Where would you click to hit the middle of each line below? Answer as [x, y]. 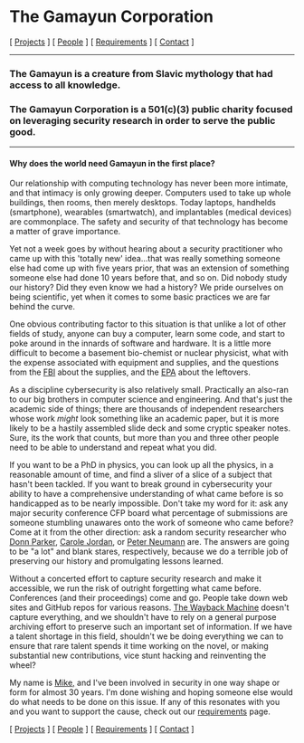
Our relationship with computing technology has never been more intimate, [149, 184]
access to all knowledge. [65, 85]
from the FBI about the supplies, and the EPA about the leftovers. [130, 372]
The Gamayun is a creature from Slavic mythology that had [141, 73]
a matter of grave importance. [65, 232]
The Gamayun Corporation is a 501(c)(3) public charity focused [151, 109]
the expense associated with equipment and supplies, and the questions [144, 363]
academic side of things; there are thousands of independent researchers [147, 409]
